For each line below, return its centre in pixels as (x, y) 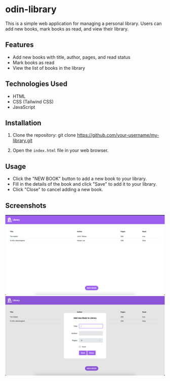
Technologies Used (36, 84)
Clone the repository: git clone (44, 135)
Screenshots (26, 205)
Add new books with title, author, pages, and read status (71, 57)
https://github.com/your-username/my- (118, 135)
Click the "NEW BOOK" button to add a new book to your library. (80, 179)
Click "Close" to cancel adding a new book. (58, 190)
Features (19, 45)
